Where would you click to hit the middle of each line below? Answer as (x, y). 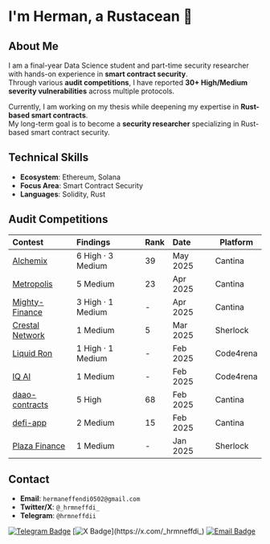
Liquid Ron (33, 353)
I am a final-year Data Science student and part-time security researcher (129, 65)
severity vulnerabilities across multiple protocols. (92, 91)
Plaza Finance (39, 446)
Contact (29, 479)
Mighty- (28, 302)
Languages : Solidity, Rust (63, 194)
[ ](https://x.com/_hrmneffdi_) (138, 531)
